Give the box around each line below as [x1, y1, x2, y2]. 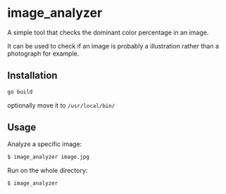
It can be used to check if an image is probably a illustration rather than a [7, 41, 220, 50]
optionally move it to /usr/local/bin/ [7, 101, 115, 110]
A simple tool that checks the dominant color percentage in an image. [7, 28, 209, 37]
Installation [7, 70, 58, 82]
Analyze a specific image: [7, 140, 82, 148]
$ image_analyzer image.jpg [7, 153, 90, 161]
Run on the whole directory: [7, 167, 88, 175]
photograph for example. [7, 49, 80, 58]
